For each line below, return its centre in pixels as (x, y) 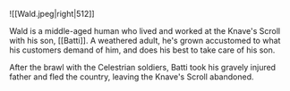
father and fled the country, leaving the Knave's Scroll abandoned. (132, 77)
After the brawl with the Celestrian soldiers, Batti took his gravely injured (142, 67)
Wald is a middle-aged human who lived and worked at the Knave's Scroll (145, 31)
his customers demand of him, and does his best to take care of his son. (142, 50)
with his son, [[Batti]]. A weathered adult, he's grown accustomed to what (145, 41)
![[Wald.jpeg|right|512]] (52, 14)
